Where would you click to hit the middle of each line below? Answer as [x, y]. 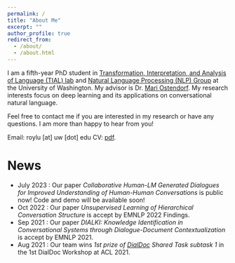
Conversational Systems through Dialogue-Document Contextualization [121, 229]
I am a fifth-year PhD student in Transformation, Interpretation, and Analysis [117, 73]
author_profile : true [39, 33]
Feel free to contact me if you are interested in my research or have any [110, 116]
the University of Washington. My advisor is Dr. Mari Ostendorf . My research [118, 88]
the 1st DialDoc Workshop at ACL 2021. [74, 252]
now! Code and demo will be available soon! [81, 200]
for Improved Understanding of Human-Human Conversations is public [120, 192]
